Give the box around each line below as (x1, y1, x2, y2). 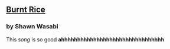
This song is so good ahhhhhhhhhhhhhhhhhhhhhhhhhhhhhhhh (6, 35, 165, 43)
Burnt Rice (6, 5, 45, 15)
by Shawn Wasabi (6, 22, 59, 31)
